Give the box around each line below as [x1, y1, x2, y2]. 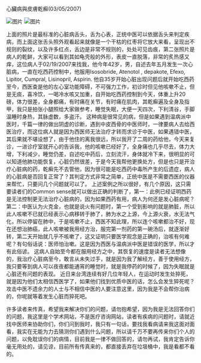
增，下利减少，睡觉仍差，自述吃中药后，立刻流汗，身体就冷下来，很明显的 [6, 150, 190, 158]
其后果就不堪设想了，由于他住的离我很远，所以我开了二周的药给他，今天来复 [6, 135, 195, 143]
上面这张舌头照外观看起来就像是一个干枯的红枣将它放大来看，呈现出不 [22, 38, 195, 45]
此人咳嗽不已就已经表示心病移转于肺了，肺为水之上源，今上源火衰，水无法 [6, 210, 190, 217]
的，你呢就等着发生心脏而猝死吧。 [6, 293, 90, 300]
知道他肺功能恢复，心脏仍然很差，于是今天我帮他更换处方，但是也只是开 [11, 158, 190, 165]
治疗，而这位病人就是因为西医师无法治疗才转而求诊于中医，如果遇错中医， [11, 128, 195, 135]
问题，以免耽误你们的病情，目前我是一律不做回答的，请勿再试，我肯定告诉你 [6, 335, 195, 343]
